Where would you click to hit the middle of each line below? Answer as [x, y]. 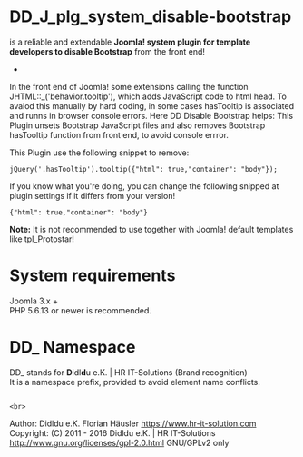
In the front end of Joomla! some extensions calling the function [129, 86]
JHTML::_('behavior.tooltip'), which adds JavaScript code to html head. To [148, 96]
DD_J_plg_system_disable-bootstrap [151, 17]
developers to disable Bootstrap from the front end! [108, 51]
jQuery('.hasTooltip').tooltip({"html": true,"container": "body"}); [144, 169]
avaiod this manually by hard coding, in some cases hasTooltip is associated [152, 105]
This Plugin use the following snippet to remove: [99, 153]
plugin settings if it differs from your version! [93, 195]
